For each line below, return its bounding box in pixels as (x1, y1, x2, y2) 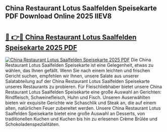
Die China (131, 57, 151, 63)
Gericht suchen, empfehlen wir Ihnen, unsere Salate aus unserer (5, 73, 139, 79)
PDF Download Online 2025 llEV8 (5, 12, 112, 21)
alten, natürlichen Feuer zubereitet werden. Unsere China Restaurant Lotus (5, 105, 161, 111)
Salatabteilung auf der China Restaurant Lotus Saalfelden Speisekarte (5, 78, 150, 84)
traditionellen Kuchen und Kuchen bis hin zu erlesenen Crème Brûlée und (5, 116, 158, 122)
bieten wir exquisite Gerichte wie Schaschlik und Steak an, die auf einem (5, 100, 156, 106)
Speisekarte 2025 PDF (5, 43, 77, 52)
